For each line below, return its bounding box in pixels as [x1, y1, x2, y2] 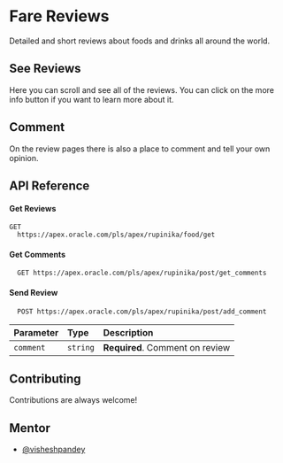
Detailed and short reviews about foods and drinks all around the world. [9, 35, 271, 46]
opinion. [9, 152, 39, 163]
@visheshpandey [21, 444, 86, 455]
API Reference [9, 178, 90, 193]
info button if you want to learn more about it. [9, 94, 174, 104]
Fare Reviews [9, 6, 110, 27]
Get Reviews [9, 203, 57, 213]
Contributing [9, 371, 81, 386]
